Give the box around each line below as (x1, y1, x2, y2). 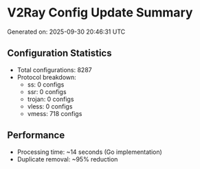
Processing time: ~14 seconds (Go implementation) (16, 148, 163, 156)
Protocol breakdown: (16, 73, 77, 81)
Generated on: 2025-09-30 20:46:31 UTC (7, 27, 126, 36)
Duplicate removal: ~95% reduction (16, 155, 118, 163)
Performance (7, 129, 65, 142)
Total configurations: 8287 (16, 65, 92, 74)
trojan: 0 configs (27, 95, 74, 103)
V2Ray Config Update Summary (7, 5, 193, 21)
